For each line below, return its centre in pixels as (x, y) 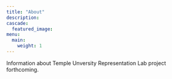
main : (19, 40)
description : (23, 18)
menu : (13, 35)
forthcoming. (23, 69)
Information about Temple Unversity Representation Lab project (86, 63)
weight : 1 (30, 46)
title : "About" (26, 12)
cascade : (17, 23)
